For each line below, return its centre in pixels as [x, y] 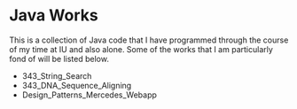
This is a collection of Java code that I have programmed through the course [149, 40]
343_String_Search [57, 75]
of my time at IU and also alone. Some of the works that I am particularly [141, 49]
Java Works [54, 16]
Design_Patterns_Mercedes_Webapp [90, 95]
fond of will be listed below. [59, 58]
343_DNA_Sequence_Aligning [77, 85]
